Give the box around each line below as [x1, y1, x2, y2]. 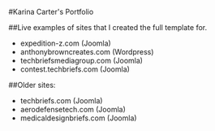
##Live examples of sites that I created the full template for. [8, 23, 208, 32]
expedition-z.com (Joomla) [19, 38, 111, 48]
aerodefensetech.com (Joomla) [19, 105, 126, 114]
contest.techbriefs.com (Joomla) [19, 64, 130, 74]
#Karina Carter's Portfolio [8, 7, 94, 16]
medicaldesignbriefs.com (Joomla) [19, 113, 137, 123]
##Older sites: [8, 81, 56, 90]
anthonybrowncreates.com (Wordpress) [19, 47, 154, 56]
